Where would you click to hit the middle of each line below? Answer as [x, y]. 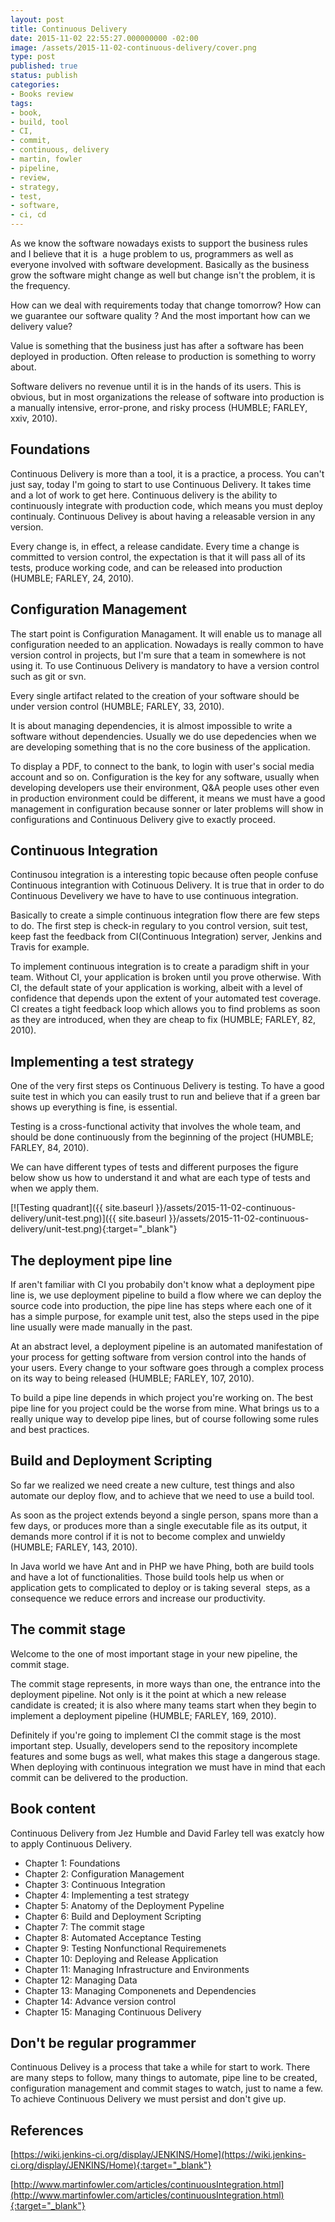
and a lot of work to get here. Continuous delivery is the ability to [144, 495]
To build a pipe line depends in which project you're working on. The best [161, 1398]
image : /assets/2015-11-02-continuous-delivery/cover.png [133, 47]
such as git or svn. [48, 676]
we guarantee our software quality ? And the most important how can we [160, 315]
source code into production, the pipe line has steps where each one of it [161, 1306]
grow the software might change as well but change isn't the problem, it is [163, 275]
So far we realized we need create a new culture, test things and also [152, 1485]
